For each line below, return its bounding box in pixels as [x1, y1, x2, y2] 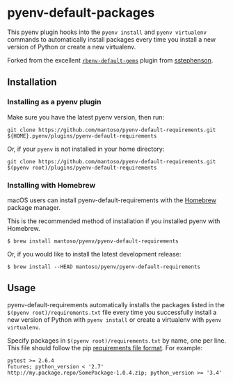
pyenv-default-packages [7, 5, 155, 21]
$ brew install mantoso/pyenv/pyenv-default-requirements [7, 238, 179, 245]
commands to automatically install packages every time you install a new [7, 35, 216, 43]
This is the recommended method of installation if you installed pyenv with [7, 217, 220, 225]
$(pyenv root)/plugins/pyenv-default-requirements [7, 164, 157, 171]
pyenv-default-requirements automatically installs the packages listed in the [7, 300, 225, 309]
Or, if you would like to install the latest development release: [7, 250, 182, 258]
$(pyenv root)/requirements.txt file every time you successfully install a [7, 308, 217, 316]
